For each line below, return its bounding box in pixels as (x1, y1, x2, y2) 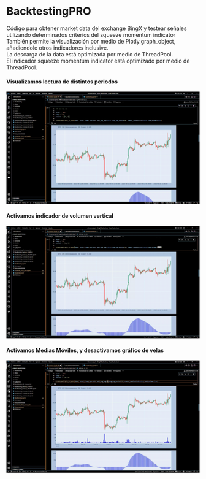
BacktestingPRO (6, 4, 91, 18)
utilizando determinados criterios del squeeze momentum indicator (6, 31, 176, 38)
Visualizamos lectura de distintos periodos (6, 78, 118, 85)
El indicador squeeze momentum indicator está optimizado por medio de (6, 57, 190, 64)
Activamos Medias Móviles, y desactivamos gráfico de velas (6, 347, 164, 354)
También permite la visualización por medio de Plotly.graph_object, (6, 37, 176, 45)
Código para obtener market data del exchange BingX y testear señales (6, 25, 187, 32)
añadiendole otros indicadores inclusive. (6, 44, 109, 52)
